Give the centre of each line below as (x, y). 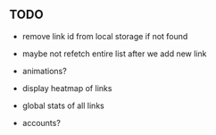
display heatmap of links (67, 88)
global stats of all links (63, 105)
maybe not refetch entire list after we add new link (114, 54)
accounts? (41, 122)
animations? (44, 71)
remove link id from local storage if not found (105, 36)
